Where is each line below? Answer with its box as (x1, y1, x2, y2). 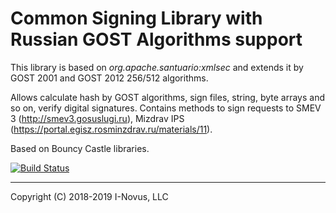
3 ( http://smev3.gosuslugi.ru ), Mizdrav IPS (10, 112, 185, 124)
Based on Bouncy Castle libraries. (10, 142, 150, 154)
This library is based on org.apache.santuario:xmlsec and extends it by (10, 61, 304, 73)
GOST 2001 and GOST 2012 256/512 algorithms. (10, 72, 209, 84)
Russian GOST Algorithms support (10, 28, 303, 51)
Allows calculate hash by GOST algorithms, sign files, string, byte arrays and (10, 91, 325, 103)
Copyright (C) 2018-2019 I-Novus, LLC (10, 190, 169, 202)
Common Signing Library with (10, 7, 263, 30)
